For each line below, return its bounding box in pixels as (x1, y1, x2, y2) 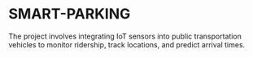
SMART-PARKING (8, 5, 131, 23)
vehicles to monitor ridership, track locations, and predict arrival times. (8, 39, 246, 49)
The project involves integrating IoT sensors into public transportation (8, 31, 242, 41)
